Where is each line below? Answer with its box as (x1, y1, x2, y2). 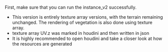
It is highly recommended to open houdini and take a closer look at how (12, 35, 162, 41)
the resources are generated (12, 41, 72, 47)
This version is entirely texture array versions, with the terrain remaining (12, 14, 163, 20)
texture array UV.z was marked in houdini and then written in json (12, 30, 150, 36)
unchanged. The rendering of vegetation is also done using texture (12, 20, 153, 25)
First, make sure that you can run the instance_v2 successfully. (5, 5, 137, 10)
